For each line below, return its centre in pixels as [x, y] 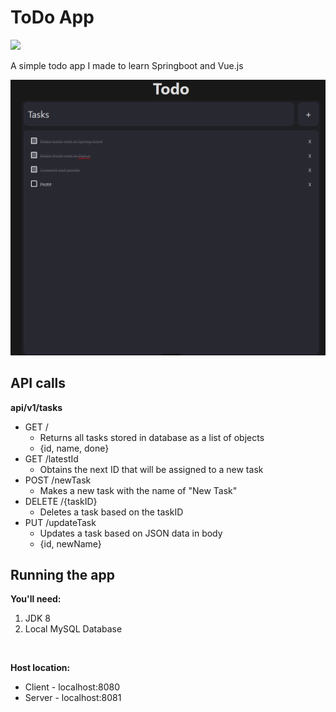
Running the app [62, 574]
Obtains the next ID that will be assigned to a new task [151, 469]
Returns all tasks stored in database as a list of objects [152, 437]
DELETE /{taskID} [61, 501]
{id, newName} [70, 543]
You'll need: [36, 599]
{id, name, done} [74, 448]
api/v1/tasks [36, 407]
